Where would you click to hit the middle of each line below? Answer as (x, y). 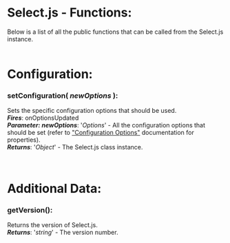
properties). (24, 140)
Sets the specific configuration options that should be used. (92, 111)
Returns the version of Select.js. (52, 224)
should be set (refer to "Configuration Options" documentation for (101, 133)
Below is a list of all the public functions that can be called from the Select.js (115, 32)
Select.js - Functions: (70, 13)
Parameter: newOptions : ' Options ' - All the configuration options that (106, 125)
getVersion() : (30, 210)
